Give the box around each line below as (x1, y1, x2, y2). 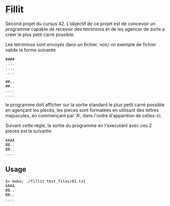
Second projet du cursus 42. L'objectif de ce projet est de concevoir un (5, 20, 156, 27)
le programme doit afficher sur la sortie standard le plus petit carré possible (5, 101, 165, 108)
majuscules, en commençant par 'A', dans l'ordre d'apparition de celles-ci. (5, 112, 162, 118)
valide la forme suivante (5, 47, 56, 53)
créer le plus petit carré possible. (5, 31, 75, 37)
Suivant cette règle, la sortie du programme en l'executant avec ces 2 (5, 122, 152, 129)
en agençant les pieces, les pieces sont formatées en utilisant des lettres (5, 107, 159, 113)
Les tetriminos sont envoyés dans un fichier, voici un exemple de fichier (5, 41, 157, 47)
